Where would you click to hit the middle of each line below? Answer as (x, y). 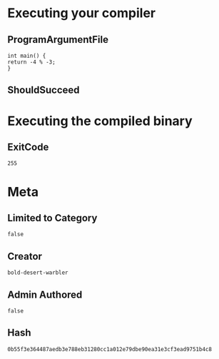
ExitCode (28, 147)
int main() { (27, 56)
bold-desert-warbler (38, 273)
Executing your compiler (81, 13)
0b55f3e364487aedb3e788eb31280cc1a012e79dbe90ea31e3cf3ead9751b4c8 (110, 349)
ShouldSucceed (44, 90)
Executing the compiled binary (100, 121)
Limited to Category (52, 218)
